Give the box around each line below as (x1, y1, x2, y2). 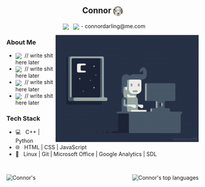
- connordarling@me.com (81, 22, 146, 30)
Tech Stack (6, 114, 41, 122)
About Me (6, 38, 37, 46)
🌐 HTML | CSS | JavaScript (15, 144, 87, 151)
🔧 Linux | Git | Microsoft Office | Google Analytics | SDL (15, 150, 157, 158)
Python (15, 137, 34, 144)
